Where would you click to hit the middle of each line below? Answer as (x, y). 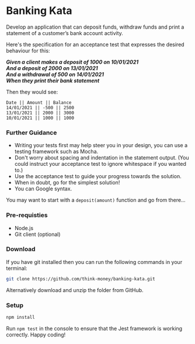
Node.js (24, 228)
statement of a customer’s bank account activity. (65, 33)
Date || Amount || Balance (39, 102)
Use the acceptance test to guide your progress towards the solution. (98, 176)
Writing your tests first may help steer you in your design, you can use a (101, 145)
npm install (20, 317)
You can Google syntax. (43, 189)
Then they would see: (32, 92)
